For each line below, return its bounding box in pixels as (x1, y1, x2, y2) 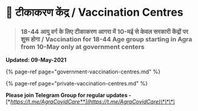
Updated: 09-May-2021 (5, 56, 67, 64)
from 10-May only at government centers (20, 42, 145, 51)
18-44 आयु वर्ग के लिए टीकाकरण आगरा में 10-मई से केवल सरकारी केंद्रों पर (20, 27, 189, 36)
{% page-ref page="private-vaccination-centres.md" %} (5, 80, 148, 87)
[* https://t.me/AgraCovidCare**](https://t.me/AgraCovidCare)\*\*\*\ (5, 98, 176, 106)
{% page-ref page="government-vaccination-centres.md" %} (5, 68, 161, 75)
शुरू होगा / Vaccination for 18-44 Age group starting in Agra (20, 35, 193, 44)
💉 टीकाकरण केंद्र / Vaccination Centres (5, 5, 183, 19)
